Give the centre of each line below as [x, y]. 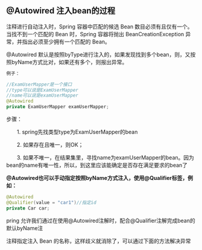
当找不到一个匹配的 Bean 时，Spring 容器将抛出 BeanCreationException [95, 34]
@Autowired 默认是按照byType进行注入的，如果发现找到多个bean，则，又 [99, 54]
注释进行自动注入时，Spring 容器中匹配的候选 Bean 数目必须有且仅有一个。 [99, 27]
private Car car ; [28, 208]
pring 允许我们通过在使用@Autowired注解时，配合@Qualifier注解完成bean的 [101, 220]
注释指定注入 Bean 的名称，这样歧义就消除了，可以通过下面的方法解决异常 [99, 241]
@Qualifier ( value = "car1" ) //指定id [51, 202]
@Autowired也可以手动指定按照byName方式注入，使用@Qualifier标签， [97, 178]
